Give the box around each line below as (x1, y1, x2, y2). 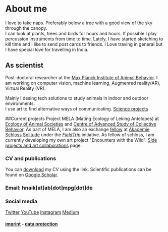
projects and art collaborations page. (5, 142, 82, 148)
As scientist (5, 61, 44, 70)
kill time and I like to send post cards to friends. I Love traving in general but (5, 41, 163, 47)
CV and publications (5, 155, 57, 162)
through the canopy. (5, 25, 47, 31)
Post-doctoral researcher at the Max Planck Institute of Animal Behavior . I (5, 74, 158, 81)
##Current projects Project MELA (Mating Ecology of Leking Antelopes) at (5, 115, 159, 122)
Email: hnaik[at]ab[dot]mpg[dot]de (5, 184, 93, 191)
